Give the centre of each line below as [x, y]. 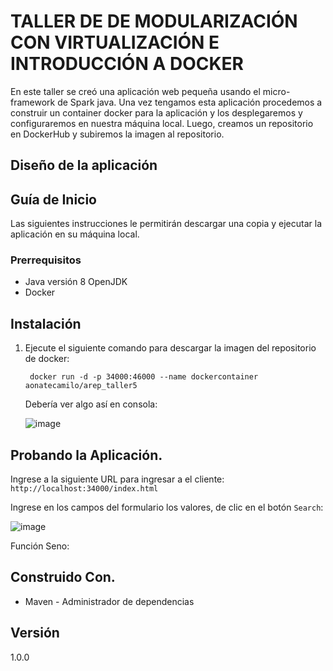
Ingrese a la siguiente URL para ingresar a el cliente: [117, 479]
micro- [276, 91]
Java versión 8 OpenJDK [76, 282]
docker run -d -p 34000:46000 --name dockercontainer [144, 377]
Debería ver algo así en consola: [91, 404]
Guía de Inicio [53, 199]
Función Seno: [40, 546]
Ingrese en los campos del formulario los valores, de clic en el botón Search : [167, 507]
